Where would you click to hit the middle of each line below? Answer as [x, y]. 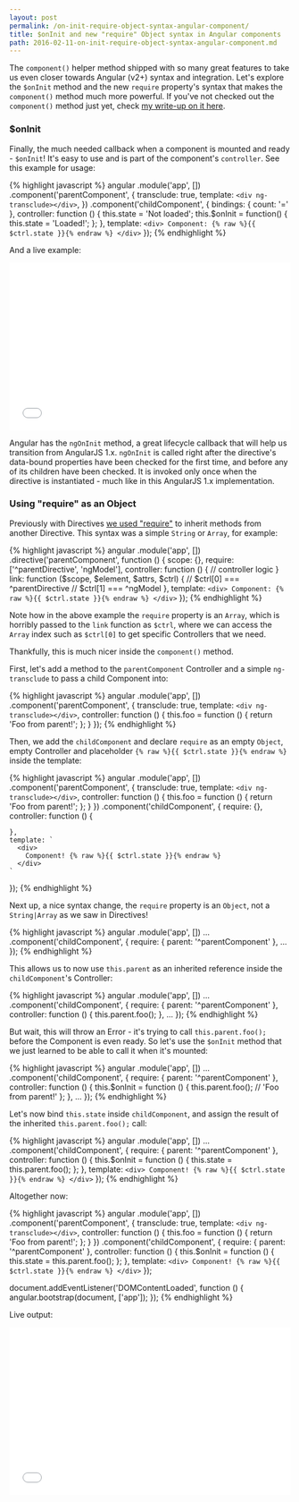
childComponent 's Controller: [61, 978]
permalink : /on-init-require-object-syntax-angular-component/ [129, 26]
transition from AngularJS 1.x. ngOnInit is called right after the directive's [143, 452]
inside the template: [46, 760]
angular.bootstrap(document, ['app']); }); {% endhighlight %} [121, 1297]
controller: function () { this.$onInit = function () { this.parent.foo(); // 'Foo [144, 1087]
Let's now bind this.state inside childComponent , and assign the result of [144, 1114]
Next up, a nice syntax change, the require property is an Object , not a [140, 905]
